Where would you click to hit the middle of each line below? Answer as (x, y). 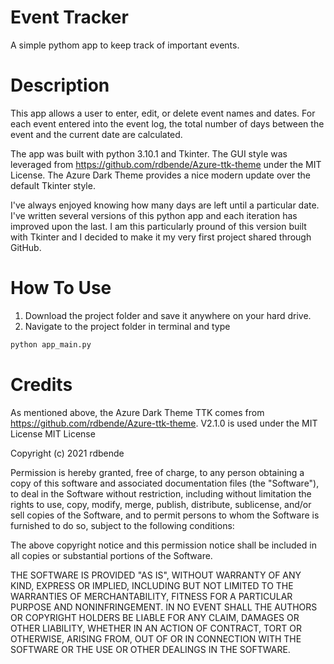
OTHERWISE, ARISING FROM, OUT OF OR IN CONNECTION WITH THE (156, 638)
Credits (41, 384)
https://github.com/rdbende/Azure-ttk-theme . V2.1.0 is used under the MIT (164, 423)
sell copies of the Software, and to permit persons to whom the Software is (165, 515)
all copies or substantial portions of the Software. (111, 555)
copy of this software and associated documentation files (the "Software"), (165, 483)
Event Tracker (69, 17)
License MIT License (53, 433)
